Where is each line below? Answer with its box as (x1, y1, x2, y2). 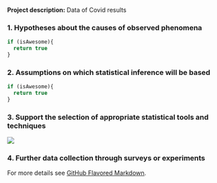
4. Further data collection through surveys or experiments (7, 153, 205, 163)
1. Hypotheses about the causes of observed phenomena (7, 23, 203, 32)
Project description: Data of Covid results (7, 6, 127, 14)
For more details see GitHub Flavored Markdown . (7, 169, 147, 177)
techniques (7, 120, 46, 130)
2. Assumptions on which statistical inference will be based (7, 67, 211, 77)
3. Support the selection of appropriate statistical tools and (7, 112, 209, 122)
